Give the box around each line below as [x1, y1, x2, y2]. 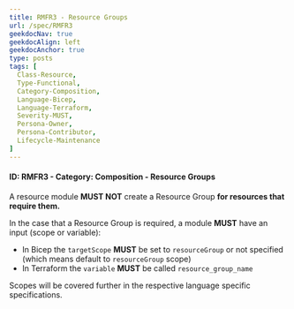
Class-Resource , [17, 71, 77, 79]
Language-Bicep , [17, 94, 77, 104]
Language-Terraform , [17, 103, 93, 112]
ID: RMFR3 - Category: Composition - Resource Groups [9, 171, 216, 182]
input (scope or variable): [9, 227, 102, 237]
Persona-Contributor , [17, 128, 97, 137]
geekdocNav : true [9, 29, 73, 38]
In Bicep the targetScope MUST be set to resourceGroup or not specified [21, 244, 284, 254]
